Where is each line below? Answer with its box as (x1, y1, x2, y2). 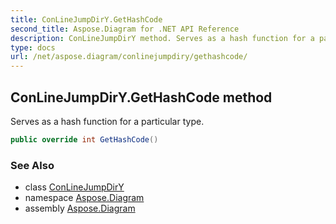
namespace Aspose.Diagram (24, 192, 145, 204)
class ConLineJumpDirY (24, 181, 125, 193)
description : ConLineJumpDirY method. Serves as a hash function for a (10, 33, 315, 43)
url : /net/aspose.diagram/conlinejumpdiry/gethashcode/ (10, 52, 248, 62)
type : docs (10, 42, 56, 53)
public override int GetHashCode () (10, 134, 159, 145)
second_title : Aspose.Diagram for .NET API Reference (10, 24, 240, 34)
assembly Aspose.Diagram (24, 202, 136, 215)
